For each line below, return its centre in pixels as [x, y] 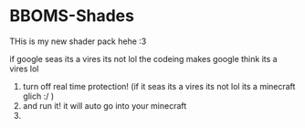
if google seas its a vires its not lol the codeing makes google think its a [143, 59]
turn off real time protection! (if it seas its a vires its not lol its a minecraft [159, 86]
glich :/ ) [38, 96]
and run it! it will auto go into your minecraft [105, 105]
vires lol [24, 69]
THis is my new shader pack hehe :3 [78, 41]
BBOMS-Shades [72, 16]
